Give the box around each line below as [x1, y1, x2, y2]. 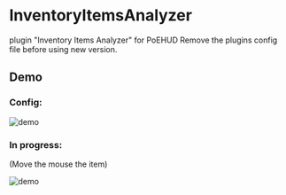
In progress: [9, 138, 63, 151]
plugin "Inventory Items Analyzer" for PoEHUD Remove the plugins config [9, 35, 278, 45]
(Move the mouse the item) [9, 159, 108, 169]
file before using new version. [9, 43, 118, 54]
